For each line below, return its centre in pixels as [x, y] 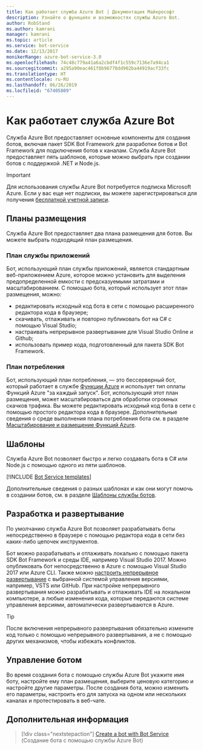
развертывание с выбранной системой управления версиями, [88, 579]
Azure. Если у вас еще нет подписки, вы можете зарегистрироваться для [101, 193]
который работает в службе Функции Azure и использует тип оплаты [96, 387]
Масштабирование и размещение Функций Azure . [71, 425]
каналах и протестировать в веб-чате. [56, 700]
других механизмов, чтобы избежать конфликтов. [71, 641]
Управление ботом [44, 660]
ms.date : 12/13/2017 [32, 51]
